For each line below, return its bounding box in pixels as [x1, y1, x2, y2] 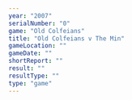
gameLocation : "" [8, 42, 67, 50]
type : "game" [8, 79, 53, 87]
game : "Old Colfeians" [8, 27, 85, 35]
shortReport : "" [8, 57, 63, 65]
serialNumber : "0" [8, 19, 70, 27]
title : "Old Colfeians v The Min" [8, 34, 126, 43]
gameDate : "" [8, 49, 53, 57]
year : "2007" [8, 11, 53, 20]
